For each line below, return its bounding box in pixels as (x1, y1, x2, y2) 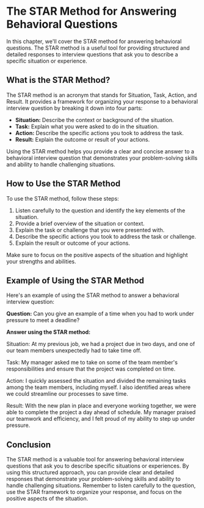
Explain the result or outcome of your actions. (15, 239, 130, 247)
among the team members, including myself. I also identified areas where (6, 383, 191, 391)
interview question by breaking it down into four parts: (6, 104, 143, 112)
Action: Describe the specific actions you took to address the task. (15, 129, 184, 136)
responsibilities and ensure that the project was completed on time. (6, 365, 176, 372)
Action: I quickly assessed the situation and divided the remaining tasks (6, 377, 186, 385)
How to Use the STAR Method (6, 179, 121, 189)
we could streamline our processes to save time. (6, 390, 128, 398)
